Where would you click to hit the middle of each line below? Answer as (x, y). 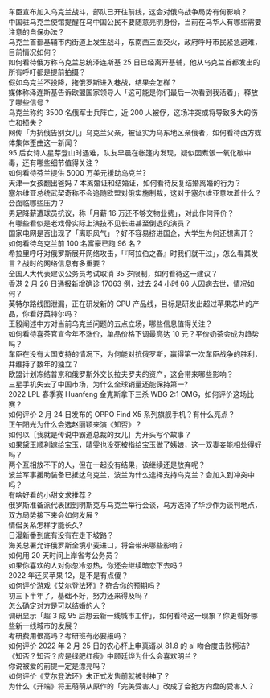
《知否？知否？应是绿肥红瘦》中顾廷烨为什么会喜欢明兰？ (103, 656)
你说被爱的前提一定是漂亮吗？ (57, 666)
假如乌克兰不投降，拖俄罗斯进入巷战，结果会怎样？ (93, 82)
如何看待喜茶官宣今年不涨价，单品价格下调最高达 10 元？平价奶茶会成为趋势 (134, 334)
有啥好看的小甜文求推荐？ (51, 495)
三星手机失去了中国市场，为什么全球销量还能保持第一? (98, 384)
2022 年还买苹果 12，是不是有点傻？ (68, 575)
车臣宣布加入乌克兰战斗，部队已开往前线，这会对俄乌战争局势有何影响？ (128, 12)
